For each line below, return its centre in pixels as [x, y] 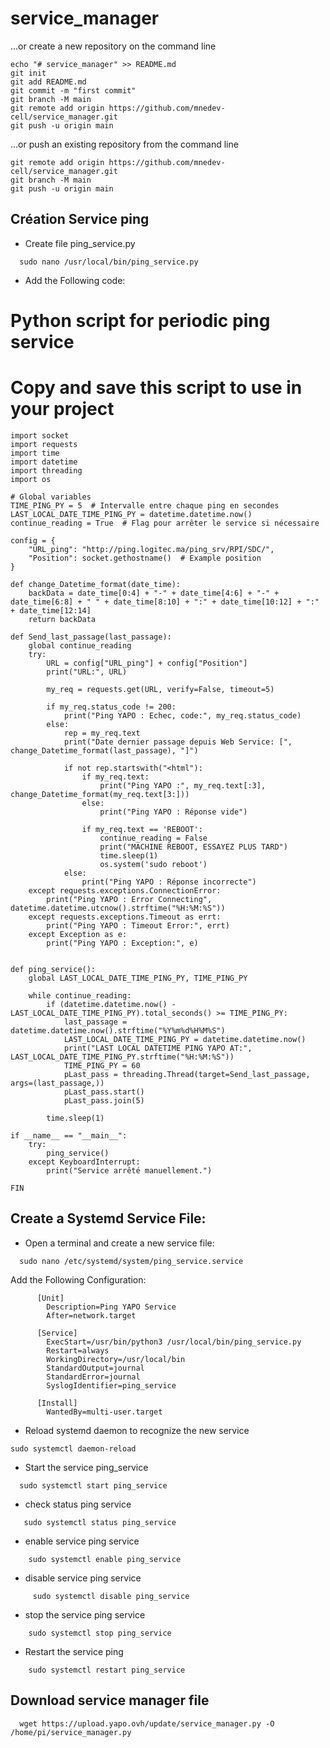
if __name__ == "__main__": [69, 1135]
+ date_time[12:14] [51, 610]
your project [62, 409]
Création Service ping [80, 219]
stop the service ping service [85, 1614]
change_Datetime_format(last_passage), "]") [104, 750]
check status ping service [78, 1504]
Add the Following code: [75, 280]
